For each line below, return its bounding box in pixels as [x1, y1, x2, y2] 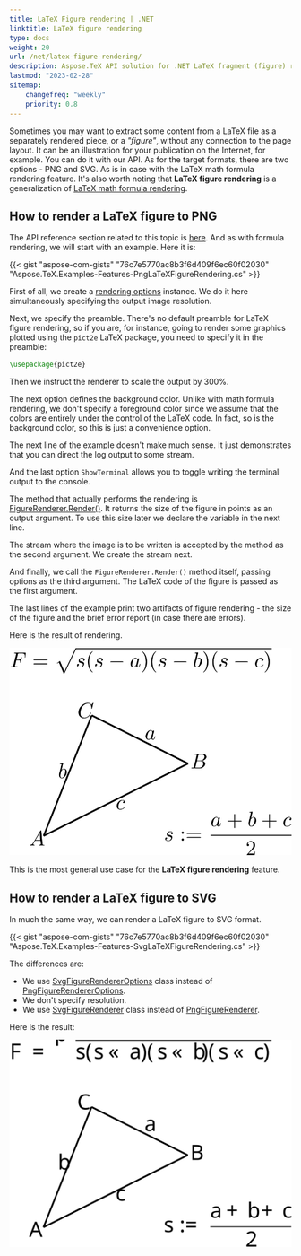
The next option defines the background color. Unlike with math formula [9, 394, 275, 405]
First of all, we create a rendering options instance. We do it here [9, 286, 249, 297]
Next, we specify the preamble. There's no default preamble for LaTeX [9, 313, 269, 324]
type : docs [9, 33, 50, 42]
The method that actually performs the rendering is [9, 493, 199, 504]
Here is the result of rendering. [9, 630, 123, 641]
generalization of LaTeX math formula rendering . [9, 182, 188, 193]
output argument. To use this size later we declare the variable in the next [9, 512, 280, 524]
